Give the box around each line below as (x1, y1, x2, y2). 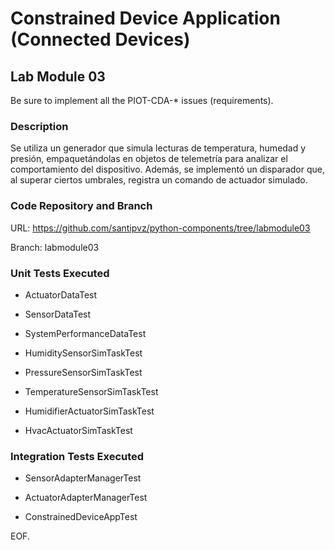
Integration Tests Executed (10, 449, 145, 463)
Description (10, 119, 69, 133)
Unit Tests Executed (10, 266, 110, 280)
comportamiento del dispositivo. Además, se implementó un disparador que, (10, 163, 325, 176)
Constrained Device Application (10, 7, 281, 30)
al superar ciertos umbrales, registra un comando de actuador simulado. (10, 174, 308, 186)
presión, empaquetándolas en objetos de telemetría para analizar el (10, 153, 288, 165)
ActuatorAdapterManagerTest (24, 492, 148, 504)
